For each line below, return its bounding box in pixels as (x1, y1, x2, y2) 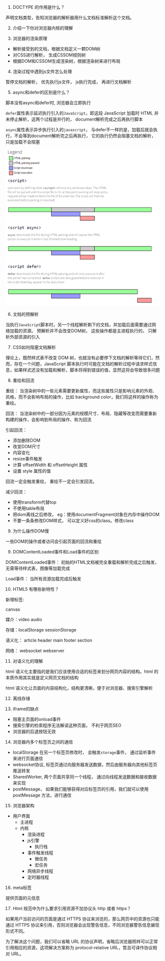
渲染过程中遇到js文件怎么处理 (12, 69, 72, 74)
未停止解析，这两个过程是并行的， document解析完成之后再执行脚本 (5, 117, 143, 122)
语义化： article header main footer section (5, 637, 93, 643)
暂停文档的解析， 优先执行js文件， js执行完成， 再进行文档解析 (5, 79, 132, 85)
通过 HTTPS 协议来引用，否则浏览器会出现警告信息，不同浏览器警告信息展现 (5, 922, 160, 928)
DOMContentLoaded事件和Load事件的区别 (12, 549, 99, 555)
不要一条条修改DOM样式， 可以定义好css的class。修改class (12, 518, 134, 524)
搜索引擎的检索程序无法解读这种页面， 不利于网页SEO (12, 722, 121, 728)
